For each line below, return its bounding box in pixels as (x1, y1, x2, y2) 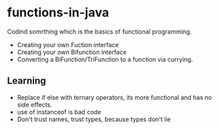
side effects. (16, 101, 53, 109)
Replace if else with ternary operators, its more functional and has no (16, 93, 212, 101)
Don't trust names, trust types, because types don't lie (16, 115, 171, 123)
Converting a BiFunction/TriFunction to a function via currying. (16, 55, 194, 63)
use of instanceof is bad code (16, 107, 101, 116)
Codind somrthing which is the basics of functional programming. (7, 27, 192, 36)
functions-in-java (7, 5, 109, 21)
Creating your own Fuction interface (16, 40, 119, 49)
